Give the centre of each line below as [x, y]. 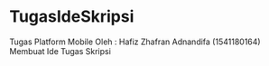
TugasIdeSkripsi [72, 17]
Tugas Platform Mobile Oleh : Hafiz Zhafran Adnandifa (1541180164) [135, 42]
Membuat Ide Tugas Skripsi [60, 51]
